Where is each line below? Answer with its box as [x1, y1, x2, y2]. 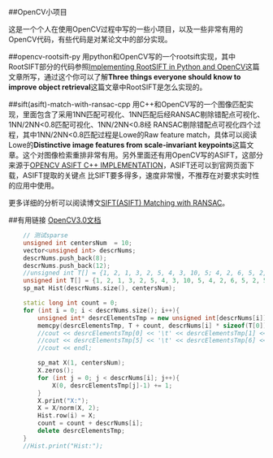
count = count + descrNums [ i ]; [37, 419, 144, 428]
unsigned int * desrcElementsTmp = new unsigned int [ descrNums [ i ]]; [37, 313, 271, 322]
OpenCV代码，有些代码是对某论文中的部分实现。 [8, 35, 172, 44]
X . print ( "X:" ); [37, 396, 89, 404]
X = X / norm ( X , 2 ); [37, 404, 100, 413]
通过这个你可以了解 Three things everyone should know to [43, 72, 241, 81]
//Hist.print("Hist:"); [23, 442, 104, 450]
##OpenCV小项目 [8, 7, 67, 16]
